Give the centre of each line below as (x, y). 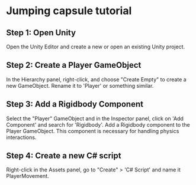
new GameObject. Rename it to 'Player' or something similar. (80, 85)
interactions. (21, 137)
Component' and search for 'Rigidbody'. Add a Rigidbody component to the (98, 124)
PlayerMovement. (28, 176)
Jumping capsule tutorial (69, 11)
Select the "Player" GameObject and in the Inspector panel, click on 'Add (95, 118)
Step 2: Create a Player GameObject (74, 65)
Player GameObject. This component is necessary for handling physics (93, 131)
